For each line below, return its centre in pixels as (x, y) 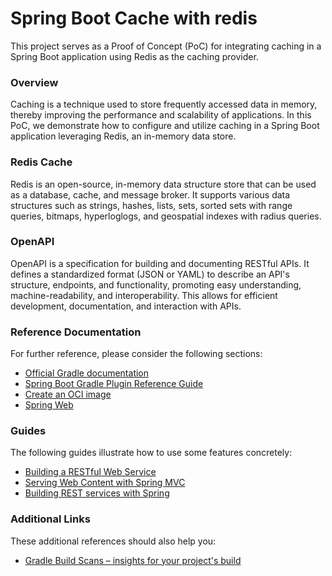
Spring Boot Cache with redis (134, 18)
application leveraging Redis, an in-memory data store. (123, 136)
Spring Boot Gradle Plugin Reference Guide (114, 384)
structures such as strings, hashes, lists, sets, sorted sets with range (151, 205)
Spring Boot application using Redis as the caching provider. (134, 56)
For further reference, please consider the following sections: (136, 354)
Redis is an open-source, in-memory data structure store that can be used (163, 184)
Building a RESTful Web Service (90, 472)
